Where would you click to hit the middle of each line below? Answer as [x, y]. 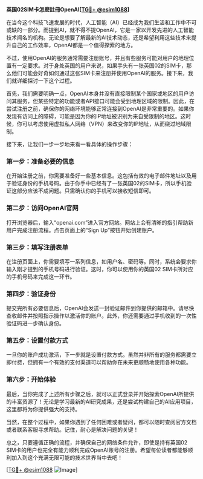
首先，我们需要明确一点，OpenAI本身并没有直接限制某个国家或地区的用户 [98, 94]
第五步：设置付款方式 [37, 340]
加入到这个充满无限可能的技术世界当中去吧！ [67, 457]
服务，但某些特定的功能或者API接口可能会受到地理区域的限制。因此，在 [106, 101]
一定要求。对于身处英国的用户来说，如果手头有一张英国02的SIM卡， [101, 65]
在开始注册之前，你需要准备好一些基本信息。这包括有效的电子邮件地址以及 [99, 176]
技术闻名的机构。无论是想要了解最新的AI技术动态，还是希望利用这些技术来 [99, 38]
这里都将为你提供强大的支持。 [43, 409]
